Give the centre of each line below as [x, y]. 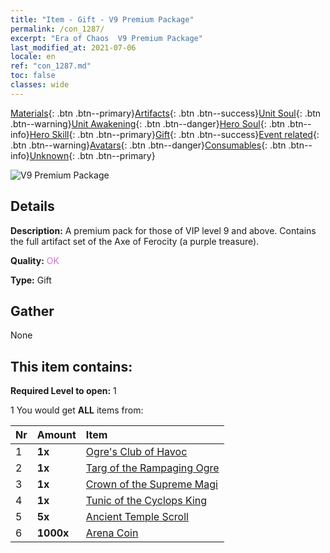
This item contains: [71, 366]
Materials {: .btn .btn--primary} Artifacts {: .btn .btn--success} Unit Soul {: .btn [166, 113]
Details [32, 206]
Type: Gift [31, 280]
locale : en [33, 57]
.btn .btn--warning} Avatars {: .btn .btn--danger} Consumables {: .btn [148, 145]
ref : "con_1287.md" [51, 66]
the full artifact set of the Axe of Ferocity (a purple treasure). [135, 241]
